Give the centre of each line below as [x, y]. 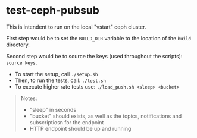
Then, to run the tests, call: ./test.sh [60, 80]
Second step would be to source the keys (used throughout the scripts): [94, 56]
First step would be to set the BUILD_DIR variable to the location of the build [99, 38]
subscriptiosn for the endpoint [67, 122]
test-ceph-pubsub [53, 10]
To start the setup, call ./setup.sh [56, 74]
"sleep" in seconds [53, 109]
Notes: [29, 98]
